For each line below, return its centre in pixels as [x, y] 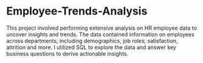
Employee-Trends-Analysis [77, 11]
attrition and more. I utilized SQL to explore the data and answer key [91, 47]
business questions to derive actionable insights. [67, 53]
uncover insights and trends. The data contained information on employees [100, 34]
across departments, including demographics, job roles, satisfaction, [92, 41]
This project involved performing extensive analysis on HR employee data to [102, 28]
